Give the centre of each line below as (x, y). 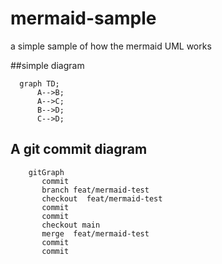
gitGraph (46, 172)
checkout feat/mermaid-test (102, 198)
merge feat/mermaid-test (95, 233)
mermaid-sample (83, 18)
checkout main (71, 225)
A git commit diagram (79, 149)
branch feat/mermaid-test (95, 190)
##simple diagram (47, 65)
